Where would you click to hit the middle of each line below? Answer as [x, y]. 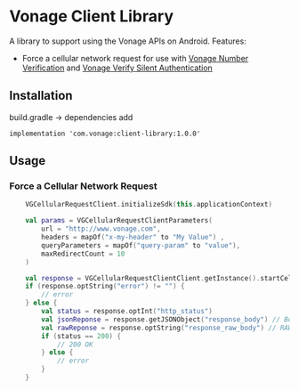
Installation [41, 96]
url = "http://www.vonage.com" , [101, 229]
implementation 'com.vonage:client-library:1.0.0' [105, 134]
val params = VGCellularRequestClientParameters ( [119, 221]
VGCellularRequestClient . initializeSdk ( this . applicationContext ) [149, 205]
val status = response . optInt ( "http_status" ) [127, 312]
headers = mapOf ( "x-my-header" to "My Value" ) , [133, 238]
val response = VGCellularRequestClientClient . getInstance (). [143, 278]
